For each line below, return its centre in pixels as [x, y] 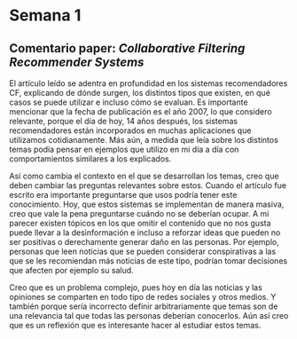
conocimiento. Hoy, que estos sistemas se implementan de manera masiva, [147, 204]
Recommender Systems [77, 62]
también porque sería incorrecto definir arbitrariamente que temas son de [144, 306]
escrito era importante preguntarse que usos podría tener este [123, 195]
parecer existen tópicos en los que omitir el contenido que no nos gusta [141, 223]
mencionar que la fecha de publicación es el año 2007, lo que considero [141, 111]
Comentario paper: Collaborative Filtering [127, 48]
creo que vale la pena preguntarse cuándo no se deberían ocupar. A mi [139, 213]
